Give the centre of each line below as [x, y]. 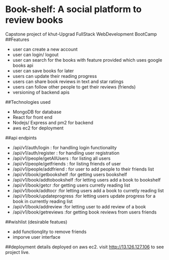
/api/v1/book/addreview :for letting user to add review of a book [79, 206]
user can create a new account [45, 49]
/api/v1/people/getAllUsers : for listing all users [61, 158]
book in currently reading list [43, 201]
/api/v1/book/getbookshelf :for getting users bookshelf [70, 174]
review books [34, 20]
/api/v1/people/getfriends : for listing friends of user [67, 163]
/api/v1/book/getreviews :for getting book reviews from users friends [84, 212]
